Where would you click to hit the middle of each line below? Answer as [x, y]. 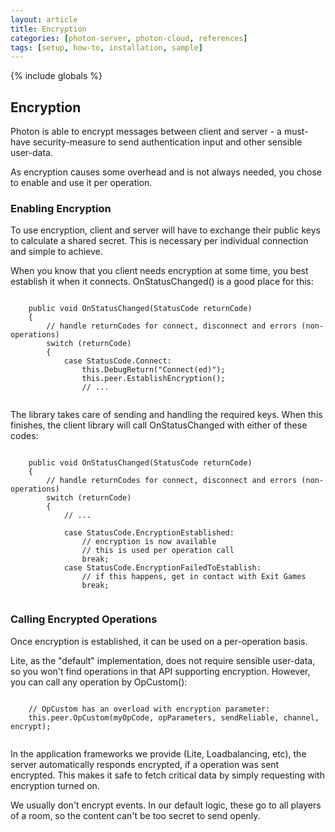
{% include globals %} [56, 76]
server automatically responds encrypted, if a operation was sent [145, 764]
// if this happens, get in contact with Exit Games [194, 577]
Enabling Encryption [61, 208]
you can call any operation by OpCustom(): [99, 682]
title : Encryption [48, 29]
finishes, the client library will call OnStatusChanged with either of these [159, 425]
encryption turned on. [55, 785]
